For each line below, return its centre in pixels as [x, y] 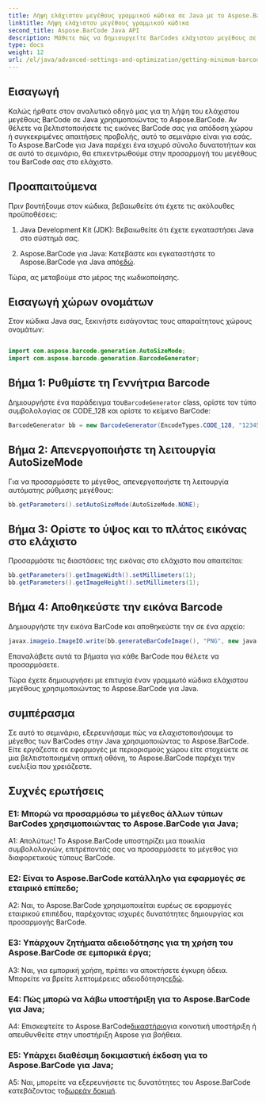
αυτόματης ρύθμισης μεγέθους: [61, 490]
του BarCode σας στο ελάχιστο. [61, 161]
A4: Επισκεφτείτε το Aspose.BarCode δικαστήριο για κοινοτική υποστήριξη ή [132, 1026]
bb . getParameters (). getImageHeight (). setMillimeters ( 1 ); [104, 583]
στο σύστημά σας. [49, 238]
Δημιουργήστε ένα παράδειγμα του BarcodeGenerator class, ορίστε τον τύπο [132, 402]
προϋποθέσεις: [33, 214]
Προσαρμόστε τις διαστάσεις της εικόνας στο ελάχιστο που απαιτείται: [126, 561]
